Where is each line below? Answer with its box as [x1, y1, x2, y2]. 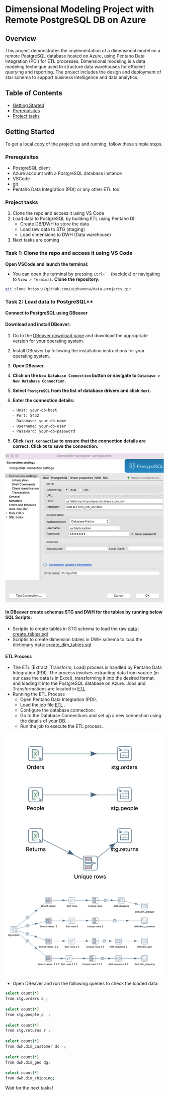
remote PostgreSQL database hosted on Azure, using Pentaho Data [5, 53, 145, 59]
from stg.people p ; [5, 1012, 51, 1017]
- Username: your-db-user [12, 424, 66, 429]
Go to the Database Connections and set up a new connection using [20, 713, 162, 719]
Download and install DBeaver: [5, 321, 71, 328]
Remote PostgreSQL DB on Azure [5, 14, 146, 26]
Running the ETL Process [12, 691, 65, 697]
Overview [5, 34, 37, 43]
